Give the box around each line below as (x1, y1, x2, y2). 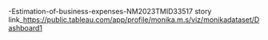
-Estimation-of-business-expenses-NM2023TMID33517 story (8, 7, 212, 16)
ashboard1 (8, 24, 42, 32)
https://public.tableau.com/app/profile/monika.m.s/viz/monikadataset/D (22, 15, 260, 24)
